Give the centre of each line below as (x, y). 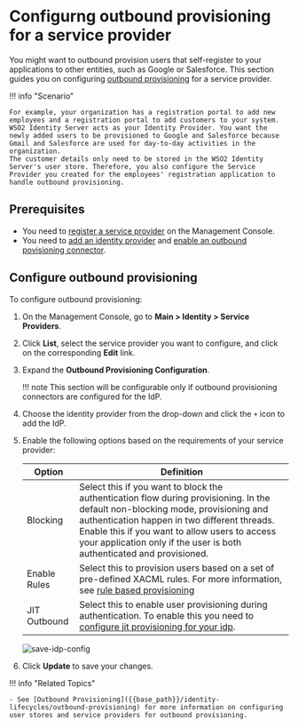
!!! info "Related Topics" (52, 683)
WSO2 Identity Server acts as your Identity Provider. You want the (138, 128)
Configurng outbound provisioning (140, 16)
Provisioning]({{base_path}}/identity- (146, 700)
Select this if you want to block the (151, 486)
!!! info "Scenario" (42, 96)
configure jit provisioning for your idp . (157, 627)
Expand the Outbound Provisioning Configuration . (116, 370)
